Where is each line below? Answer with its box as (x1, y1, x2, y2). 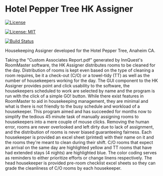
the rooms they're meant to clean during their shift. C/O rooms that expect (5, 139, 153, 145)
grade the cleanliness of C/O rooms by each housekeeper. (5, 165, 122, 171)
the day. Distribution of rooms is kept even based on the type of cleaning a (5, 67, 154, 73)
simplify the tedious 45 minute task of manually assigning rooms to (5, 113, 139, 119)
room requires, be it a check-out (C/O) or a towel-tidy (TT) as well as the (5, 72, 150, 78)
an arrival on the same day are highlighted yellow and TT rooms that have (5, 144, 152, 150)
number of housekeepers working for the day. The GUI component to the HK (5, 78, 158, 83)
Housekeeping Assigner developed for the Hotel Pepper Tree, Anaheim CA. (5, 48, 156, 53)
